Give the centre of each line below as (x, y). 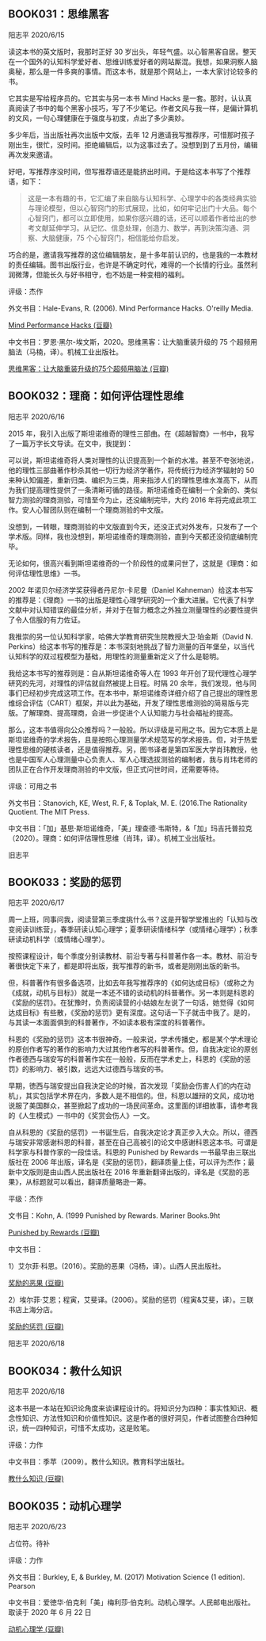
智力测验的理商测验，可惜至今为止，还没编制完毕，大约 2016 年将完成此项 (129, 500)
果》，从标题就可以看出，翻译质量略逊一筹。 (79, 1182)
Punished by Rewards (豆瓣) (54, 1233)
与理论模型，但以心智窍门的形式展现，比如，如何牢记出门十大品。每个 (142, 208)
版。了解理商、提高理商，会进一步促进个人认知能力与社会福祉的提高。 (123, 712)
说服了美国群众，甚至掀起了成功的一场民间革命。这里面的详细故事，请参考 (129, 1106)
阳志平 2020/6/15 (36, 35)
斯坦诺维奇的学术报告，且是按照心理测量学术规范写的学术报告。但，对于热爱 (133, 739)
